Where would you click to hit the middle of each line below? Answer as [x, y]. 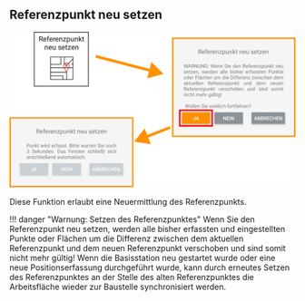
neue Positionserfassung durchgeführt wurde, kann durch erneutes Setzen [150, 267]
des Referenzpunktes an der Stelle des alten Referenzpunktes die [132, 277]
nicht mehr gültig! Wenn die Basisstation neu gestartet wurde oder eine [143, 258]
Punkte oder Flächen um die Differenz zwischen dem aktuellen [127, 238]
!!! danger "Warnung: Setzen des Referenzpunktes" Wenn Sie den [133, 219]
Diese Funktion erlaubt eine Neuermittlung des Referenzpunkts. [128, 202]
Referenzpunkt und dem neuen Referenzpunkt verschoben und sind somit [148, 248]
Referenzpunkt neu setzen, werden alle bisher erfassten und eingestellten [148, 229]
